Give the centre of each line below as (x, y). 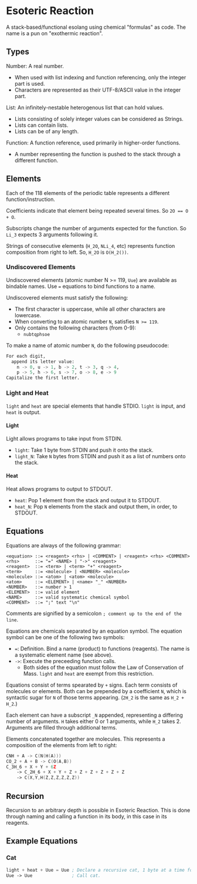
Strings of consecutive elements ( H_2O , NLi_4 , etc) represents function (91, 246)
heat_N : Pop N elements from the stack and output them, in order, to (96, 506)
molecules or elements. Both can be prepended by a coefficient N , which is (96, 691)
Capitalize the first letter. (43, 378)
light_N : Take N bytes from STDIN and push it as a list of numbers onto (100, 456)
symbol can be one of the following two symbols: (65, 637)
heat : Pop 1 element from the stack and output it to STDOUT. (88, 500)
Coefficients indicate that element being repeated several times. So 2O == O (97, 210)
